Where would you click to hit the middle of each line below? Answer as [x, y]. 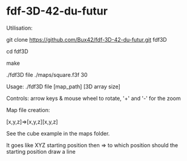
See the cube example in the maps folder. [58, 133]
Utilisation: [20, 28]
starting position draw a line [41, 151]
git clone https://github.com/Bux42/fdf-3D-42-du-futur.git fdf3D [87, 39]
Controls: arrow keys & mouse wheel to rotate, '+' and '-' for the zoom [94, 98]
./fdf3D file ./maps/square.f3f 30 [47, 74]
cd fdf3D [17, 51]
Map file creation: [28, 110]
